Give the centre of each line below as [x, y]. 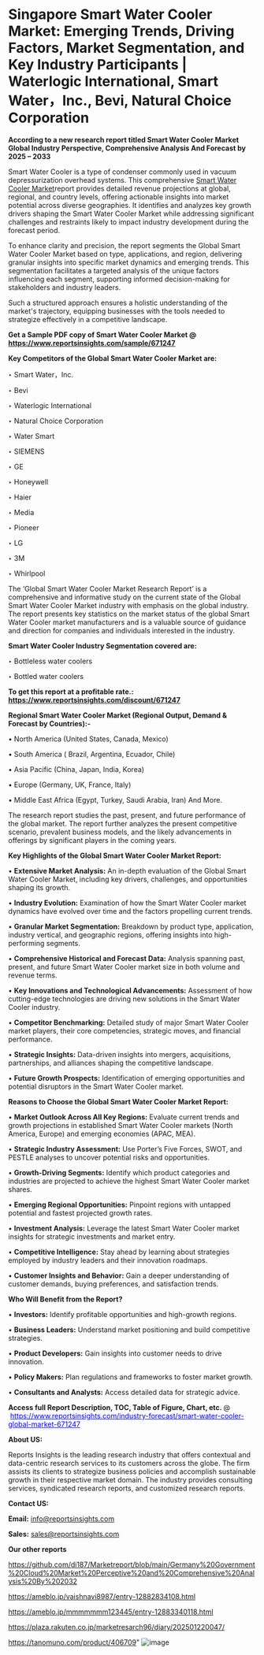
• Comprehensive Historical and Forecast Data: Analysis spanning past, [127, 958]
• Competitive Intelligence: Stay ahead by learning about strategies [119, 1252]
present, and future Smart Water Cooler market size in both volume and [124, 967]
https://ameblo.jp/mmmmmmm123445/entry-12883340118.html [111, 1612]
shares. [20, 1189]
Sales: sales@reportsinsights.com [64, 1534]
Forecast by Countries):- [49, 723]
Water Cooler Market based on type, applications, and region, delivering [125, 254]
